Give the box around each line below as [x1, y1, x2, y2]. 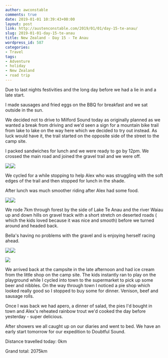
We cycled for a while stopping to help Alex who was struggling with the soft [5, 172, 163, 178]
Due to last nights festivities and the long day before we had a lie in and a [5, 86, 156, 93]
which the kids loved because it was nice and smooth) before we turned [5, 217, 154, 223]
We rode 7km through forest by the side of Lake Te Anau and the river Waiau [5, 207, 163, 213]
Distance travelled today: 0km [5, 338, 67, 344]
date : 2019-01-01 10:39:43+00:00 [5, 17, 75, 22]
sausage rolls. [5, 293, 34, 299]
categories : [5, 45, 30, 50]
